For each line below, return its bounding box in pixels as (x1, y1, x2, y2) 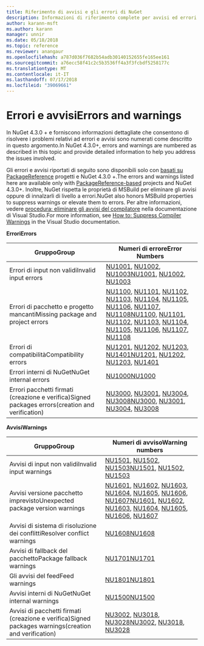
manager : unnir (6, 32, 45, 38)
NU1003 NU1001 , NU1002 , (106, 269, 186, 278)
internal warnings (9, 597, 59, 605)
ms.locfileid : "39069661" (6, 83, 72, 89)
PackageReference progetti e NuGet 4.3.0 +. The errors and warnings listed (6, 173, 194, 180)
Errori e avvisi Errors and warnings (6, 109, 182, 122)
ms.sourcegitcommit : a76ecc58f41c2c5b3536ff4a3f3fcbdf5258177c (6, 60, 170, 66)
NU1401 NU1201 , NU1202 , (106, 350, 186, 359)
